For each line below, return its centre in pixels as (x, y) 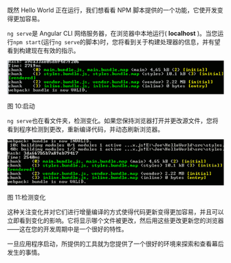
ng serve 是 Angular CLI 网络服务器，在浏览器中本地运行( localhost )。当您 (112, 33)
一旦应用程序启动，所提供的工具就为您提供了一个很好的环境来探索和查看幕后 (115, 244)
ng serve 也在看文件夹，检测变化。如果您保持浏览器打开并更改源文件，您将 (113, 121)
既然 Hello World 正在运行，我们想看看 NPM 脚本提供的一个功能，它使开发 (112, 10)
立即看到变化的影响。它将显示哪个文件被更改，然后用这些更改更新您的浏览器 (115, 221)
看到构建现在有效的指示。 (43, 51)
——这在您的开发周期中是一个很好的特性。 (67, 229)
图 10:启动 (21, 106)
